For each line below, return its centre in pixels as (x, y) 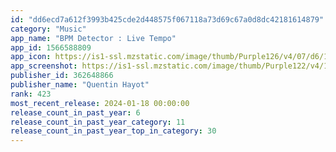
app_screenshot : (44, 66)
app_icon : (31, 57)
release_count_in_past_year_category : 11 (98, 122)
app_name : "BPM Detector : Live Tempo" (93, 38)
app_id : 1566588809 (51, 47)
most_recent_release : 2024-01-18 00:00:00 (100, 103)
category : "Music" (48, 29)
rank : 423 (31, 94)
